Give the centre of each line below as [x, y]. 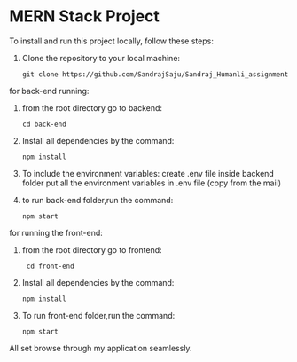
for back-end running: [49, 90]
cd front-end [50, 266]
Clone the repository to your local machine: [101, 58]
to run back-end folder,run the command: [98, 200]
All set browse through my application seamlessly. [101, 348]
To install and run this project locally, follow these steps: [112, 41]
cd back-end [44, 124]
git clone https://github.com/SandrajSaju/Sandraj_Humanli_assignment [155, 74]
